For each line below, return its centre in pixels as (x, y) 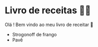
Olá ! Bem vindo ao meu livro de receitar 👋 (49, 25)
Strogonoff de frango (34, 34)
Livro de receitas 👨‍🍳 (48, 10)
